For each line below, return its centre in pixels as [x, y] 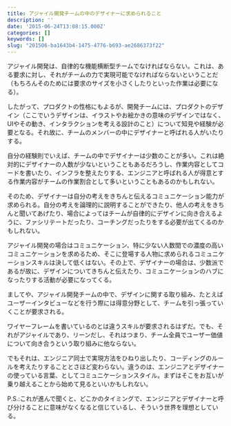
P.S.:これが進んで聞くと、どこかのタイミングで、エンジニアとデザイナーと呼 [115, 398]
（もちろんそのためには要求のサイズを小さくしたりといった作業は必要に [110, 83]
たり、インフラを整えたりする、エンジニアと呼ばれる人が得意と [128, 173]
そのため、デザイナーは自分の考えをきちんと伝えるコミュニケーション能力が [116, 196]
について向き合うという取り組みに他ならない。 [73, 343]
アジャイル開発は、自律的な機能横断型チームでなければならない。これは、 [113, 66]
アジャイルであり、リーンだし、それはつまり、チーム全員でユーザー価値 [121, 335]
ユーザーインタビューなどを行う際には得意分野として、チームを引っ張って [112, 303]
